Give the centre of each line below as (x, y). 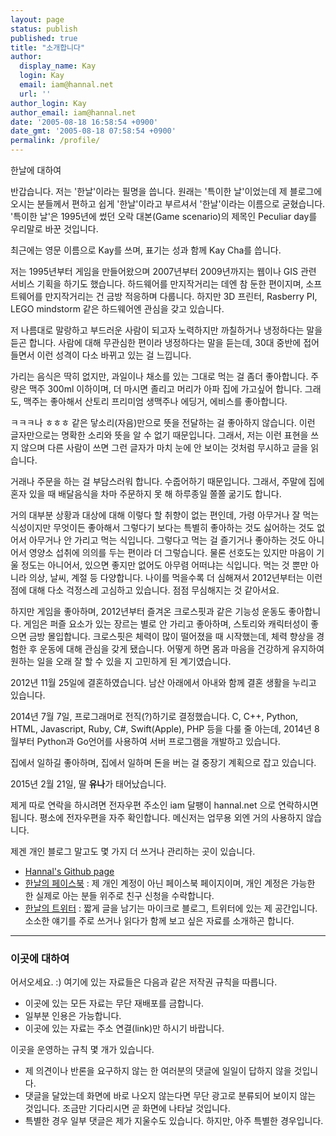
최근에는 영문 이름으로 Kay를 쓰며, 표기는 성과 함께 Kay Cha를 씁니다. (146, 250)
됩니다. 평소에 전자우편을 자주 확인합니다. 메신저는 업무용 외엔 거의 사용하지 (157, 817)
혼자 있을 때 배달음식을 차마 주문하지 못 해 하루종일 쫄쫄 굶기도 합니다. (146, 494)
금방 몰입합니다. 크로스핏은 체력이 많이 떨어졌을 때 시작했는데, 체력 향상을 (171, 636)
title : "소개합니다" (48, 47)
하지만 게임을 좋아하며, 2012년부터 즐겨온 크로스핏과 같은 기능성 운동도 (148, 611)
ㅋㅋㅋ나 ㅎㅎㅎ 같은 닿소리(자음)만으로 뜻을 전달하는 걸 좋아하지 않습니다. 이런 (163, 422)
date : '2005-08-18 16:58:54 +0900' (84, 122)
